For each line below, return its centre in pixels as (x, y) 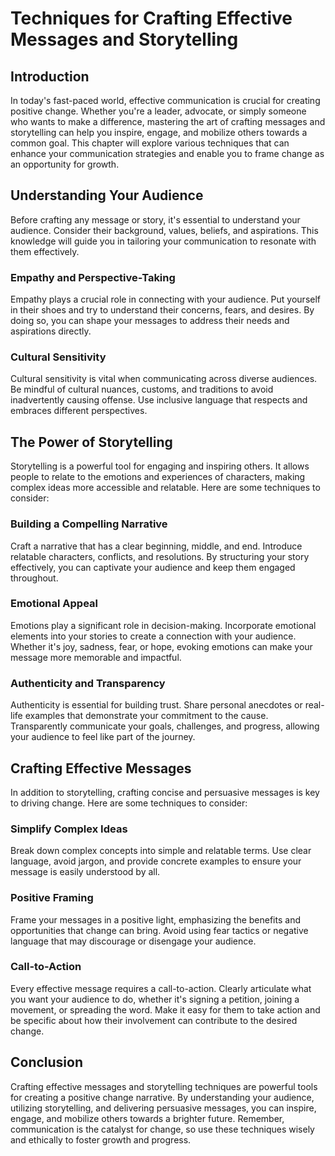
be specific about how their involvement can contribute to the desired (154, 1020)
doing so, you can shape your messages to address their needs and (150, 321)
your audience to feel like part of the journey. (103, 737)
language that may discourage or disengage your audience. (133, 941)
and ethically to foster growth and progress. (101, 1139)
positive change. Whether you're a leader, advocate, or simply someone (158, 111)
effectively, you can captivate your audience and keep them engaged (153, 567)
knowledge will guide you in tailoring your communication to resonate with (163, 241)
